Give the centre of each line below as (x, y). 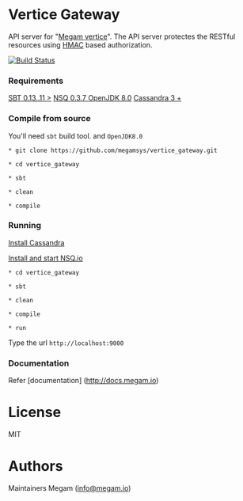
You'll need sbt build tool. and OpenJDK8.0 (76, 135)
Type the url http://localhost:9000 (66, 343)
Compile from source (49, 119)
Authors (36, 467)
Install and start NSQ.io (46, 258)
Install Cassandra (36, 242)
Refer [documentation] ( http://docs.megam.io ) (84, 381)
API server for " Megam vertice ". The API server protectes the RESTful (122, 36)
